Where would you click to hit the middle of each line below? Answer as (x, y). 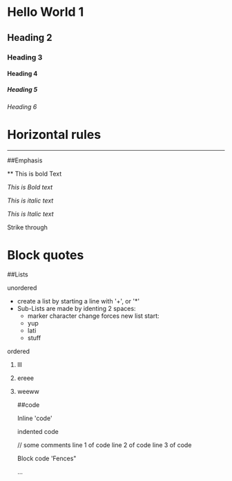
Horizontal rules (54, 135)
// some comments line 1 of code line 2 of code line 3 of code (104, 445)
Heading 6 (22, 107)
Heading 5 (22, 89)
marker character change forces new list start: (94, 316)
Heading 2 (30, 38)
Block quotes (46, 255)
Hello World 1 (46, 12)
